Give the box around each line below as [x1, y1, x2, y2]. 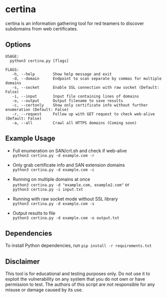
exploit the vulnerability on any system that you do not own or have [5, 276, 145, 282]
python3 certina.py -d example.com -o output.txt [12, 215, 120, 220]
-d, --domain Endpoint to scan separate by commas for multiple [12, 76, 162, 81]
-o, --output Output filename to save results [12, 98, 123, 103]
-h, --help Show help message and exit [12, 71, 112, 77]
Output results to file [12, 210, 56, 216]
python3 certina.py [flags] [10, 58, 69, 63]
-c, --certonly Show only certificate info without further [12, 102, 148, 107]
